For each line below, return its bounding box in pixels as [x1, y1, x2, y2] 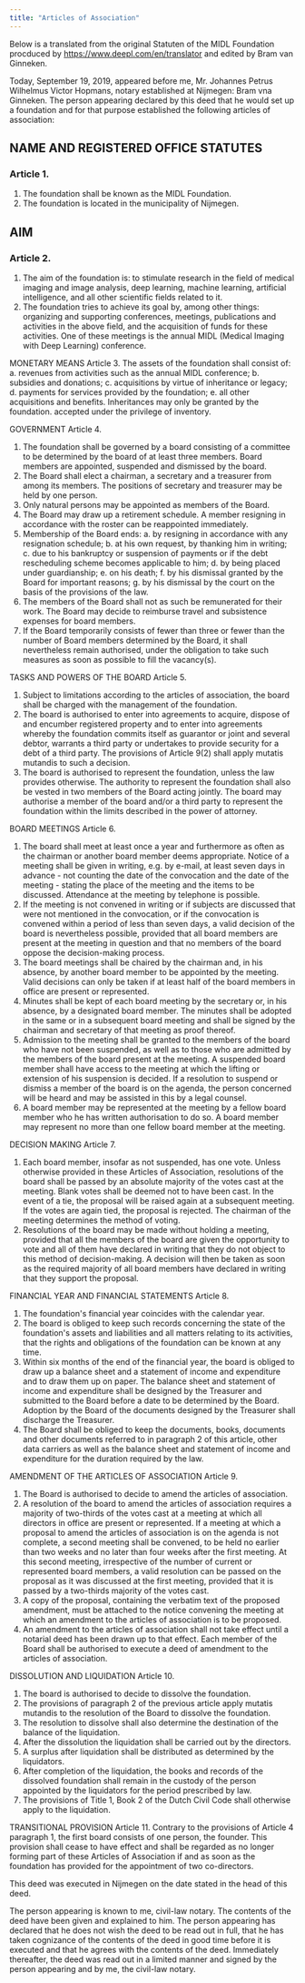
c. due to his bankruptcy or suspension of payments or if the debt [22, 548, 269, 558]
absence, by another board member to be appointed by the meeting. [22, 967, 280, 977]
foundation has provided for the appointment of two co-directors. [9, 1861, 254, 1871]
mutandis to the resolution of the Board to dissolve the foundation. [22, 1708, 271, 1718]
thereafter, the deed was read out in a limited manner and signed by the [9, 1954, 277, 1965]
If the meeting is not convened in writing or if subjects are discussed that [22, 899, 296, 910]
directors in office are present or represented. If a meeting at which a [22, 1518, 281, 1528]
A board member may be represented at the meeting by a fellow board [22, 1103, 287, 1113]
